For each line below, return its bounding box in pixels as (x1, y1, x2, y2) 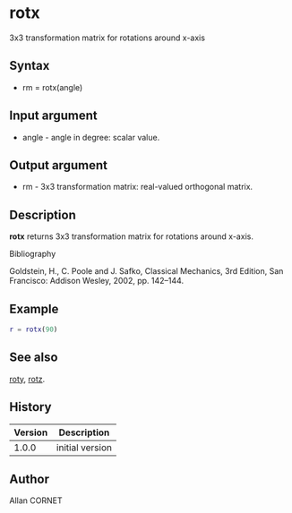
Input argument (9, 108, 98, 124)
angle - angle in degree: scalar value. (21, 132, 160, 142)
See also (9, 350, 58, 365)
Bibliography (9, 249, 56, 260)
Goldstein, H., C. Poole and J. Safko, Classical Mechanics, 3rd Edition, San (9, 266, 284, 277)
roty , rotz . (9, 373, 46, 384)
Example (9, 301, 59, 316)
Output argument (9, 158, 107, 173)
